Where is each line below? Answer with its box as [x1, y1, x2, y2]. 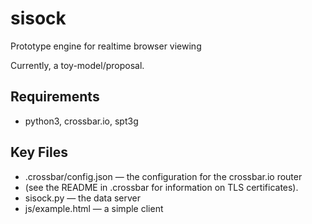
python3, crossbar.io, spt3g [24, 115, 139, 127]
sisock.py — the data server [24, 192, 142, 204]
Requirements [10, 88, 100, 106]
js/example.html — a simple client [24, 202, 164, 214]
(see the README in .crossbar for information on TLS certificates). [24, 181, 299, 193]
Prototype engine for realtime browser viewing [10, 40, 202, 52]
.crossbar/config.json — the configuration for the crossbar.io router [24, 170, 303, 182]
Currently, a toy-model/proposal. [10, 59, 145, 71]
